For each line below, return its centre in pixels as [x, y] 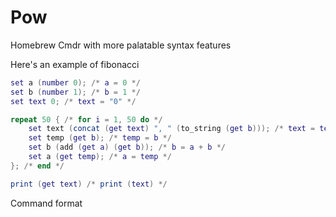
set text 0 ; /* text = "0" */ [73, 101]
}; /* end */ [37, 166]
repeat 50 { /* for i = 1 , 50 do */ [86, 119]
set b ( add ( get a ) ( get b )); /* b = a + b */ [127, 147]
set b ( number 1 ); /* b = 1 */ [75, 92]
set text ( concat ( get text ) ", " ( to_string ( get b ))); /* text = [172, 129]
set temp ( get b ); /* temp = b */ [100, 138]
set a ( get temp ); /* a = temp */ [100, 157]
